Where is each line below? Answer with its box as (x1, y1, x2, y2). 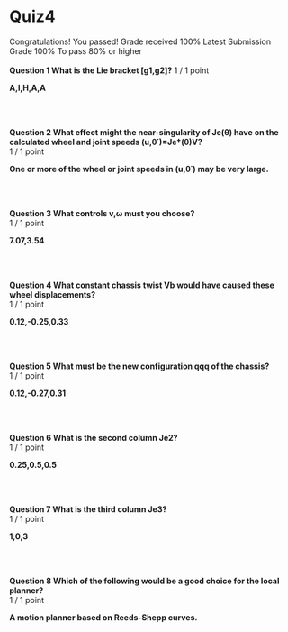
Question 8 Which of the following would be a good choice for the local (9, 575, 280, 586)
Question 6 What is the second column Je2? (9, 432, 178, 443)
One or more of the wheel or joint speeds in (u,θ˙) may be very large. (9, 163, 269, 174)
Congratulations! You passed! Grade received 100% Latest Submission (9, 36, 272, 47)
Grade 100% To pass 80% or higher (9, 45, 142, 56)
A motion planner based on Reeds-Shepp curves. (9, 611, 198, 623)
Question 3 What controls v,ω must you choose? (9, 207, 195, 218)
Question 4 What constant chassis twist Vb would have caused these (9, 279, 274, 290)
